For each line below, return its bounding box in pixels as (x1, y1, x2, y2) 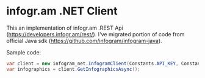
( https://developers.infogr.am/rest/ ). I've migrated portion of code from (6, 30, 185, 37)
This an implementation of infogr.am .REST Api (6, 24, 124, 31)
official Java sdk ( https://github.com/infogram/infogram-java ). (6, 37, 163, 44)
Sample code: (6, 48, 41, 56)
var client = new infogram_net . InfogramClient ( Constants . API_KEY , (6, 60, 179, 67)
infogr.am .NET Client (6, 4, 118, 18)
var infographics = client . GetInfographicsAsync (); (6, 66, 140, 72)
